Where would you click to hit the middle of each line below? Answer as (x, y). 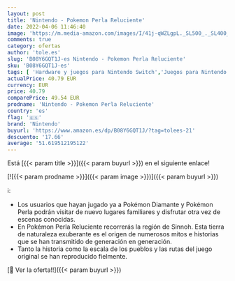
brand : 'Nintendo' (34, 124)
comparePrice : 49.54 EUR (43, 98)
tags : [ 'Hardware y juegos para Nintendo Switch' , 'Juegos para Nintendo (117, 72)
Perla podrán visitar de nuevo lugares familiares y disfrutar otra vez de (119, 212)
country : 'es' (28, 111)
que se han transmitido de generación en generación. (95, 242)
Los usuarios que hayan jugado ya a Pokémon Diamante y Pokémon (115, 205)
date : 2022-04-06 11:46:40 (47, 26)
